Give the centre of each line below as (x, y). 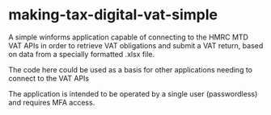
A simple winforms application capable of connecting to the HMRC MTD (129, 37)
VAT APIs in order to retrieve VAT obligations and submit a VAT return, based (136, 45)
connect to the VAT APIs (49, 78)
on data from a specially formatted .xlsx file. (82, 54)
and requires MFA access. (52, 102)
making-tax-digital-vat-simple (113, 15)
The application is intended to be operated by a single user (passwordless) (133, 93)
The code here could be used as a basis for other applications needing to (131, 69)
